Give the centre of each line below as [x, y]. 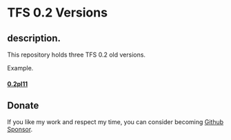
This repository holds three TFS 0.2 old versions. [77, 54]
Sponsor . [20, 130]
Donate [23, 105]
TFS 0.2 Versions [58, 13]
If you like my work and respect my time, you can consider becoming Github [115, 122]
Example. [20, 68]
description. [34, 38]
